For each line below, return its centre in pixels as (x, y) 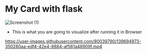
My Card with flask (44, 9)
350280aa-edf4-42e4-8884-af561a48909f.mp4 (54, 46)
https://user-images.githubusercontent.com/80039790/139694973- (73, 41)
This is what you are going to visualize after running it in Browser (77, 32)
